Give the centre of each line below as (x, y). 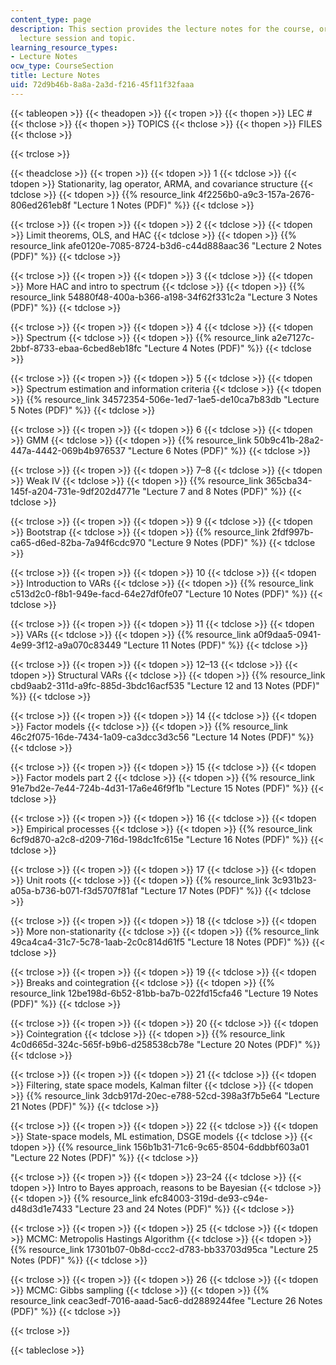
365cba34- (289, 480)
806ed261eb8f (41, 205)
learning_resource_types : (64, 47)
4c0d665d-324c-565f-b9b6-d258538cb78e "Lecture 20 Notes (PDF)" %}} (166, 1044)
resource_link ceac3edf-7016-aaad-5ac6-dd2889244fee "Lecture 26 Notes (166, 1300)
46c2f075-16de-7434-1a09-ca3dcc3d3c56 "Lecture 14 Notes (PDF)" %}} (162, 737)
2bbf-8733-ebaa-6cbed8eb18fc (76, 348)
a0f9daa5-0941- (287, 634)
